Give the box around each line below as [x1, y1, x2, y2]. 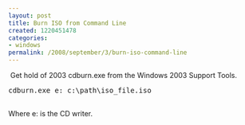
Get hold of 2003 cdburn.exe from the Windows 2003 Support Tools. [10, 71, 238, 80]
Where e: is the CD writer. [8, 109, 93, 118]
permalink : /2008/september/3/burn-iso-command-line [8, 49, 188, 57]
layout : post [8, 11, 52, 20]
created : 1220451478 [8, 26, 77, 34]
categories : [8, 33, 48, 42]
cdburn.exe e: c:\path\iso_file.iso [8, 86, 152, 95]
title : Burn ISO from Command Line [8, 19, 127, 27]
